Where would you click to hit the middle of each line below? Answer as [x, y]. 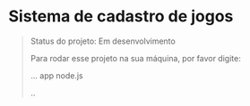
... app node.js [56, 75]
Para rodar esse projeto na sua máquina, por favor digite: [135, 58]
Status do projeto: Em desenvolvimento [103, 41]
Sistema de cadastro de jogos [121, 16]
